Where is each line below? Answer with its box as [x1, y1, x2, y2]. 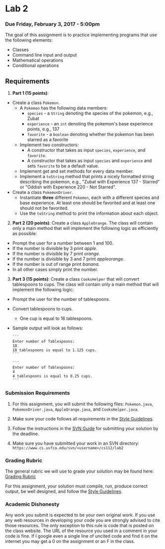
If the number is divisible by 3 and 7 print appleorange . [12, 256, 125, 262]
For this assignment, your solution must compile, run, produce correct [5, 483, 148, 489]
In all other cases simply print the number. [12, 266, 98, 273]
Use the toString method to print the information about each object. [19, 210, 159, 216]
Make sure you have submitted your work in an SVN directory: [12, 440, 140, 446]
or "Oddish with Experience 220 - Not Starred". [19, 184, 116, 190]
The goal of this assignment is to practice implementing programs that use [5, 32, 157, 38]
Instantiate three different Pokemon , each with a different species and [19, 194, 160, 201]
